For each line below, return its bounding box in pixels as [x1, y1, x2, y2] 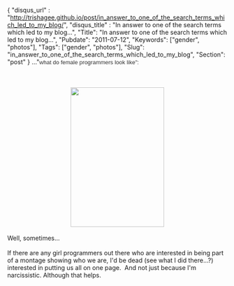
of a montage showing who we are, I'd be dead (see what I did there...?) [7, 256, 214, 264]
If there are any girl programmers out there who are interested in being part [7, 249, 224, 257]
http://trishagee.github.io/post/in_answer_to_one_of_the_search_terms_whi [10, 13, 225, 22]
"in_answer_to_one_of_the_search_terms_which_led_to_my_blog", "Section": [7, 50, 226, 59]
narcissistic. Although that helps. [7, 271, 101, 279]
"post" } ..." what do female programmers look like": [7, 58, 140, 66]
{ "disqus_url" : [7, 6, 50, 14]
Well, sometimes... [7, 234, 61, 242]
